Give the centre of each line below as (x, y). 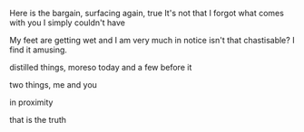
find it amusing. (39, 50)
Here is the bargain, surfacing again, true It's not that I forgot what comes (147, 13)
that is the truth (38, 120)
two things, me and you (54, 85)
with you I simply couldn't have (67, 23)
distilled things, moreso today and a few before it (101, 67)
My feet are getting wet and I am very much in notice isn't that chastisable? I (152, 40)
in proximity (31, 102)
